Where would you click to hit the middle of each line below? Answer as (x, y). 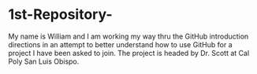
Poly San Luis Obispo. (44, 61)
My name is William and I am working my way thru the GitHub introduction (128, 36)
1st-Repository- (60, 15)
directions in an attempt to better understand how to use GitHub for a (120, 44)
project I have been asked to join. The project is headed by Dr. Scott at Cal (129, 53)
